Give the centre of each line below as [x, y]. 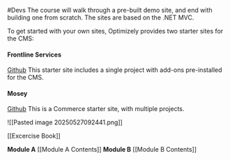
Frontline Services [34, 54]
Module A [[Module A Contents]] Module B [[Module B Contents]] [102, 150]
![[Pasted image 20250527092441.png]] [65, 122]
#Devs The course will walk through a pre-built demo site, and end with [110, 10]
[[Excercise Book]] [34, 136]
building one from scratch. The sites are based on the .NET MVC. [101, 17]
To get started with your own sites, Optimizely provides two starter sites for [115, 31]
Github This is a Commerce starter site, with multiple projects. [96, 109]
